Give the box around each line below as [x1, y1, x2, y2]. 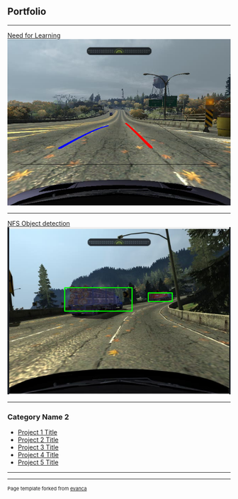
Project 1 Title [17, 428, 58, 437]
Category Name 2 [7, 412, 69, 422]
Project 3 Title [17, 443, 59, 452]
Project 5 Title [17, 458, 59, 466]
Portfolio [7, 6, 47, 18]
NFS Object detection [7, 219, 71, 227]
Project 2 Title [17, 435, 59, 444]
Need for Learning [7, 31, 61, 40]
